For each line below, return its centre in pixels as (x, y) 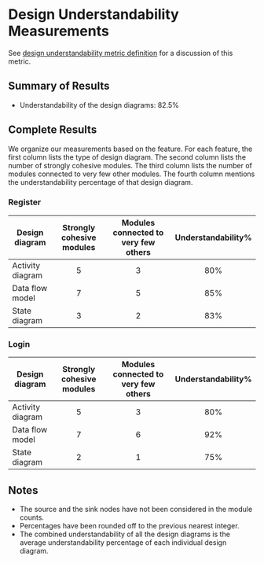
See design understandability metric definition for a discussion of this (121, 53)
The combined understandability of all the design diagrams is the (125, 534)
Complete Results (53, 130)
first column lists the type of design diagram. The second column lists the (127, 157)
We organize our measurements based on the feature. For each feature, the (130, 149)
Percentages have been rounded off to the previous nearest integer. (129, 525)
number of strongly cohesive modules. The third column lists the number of (130, 165)
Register (25, 202)
